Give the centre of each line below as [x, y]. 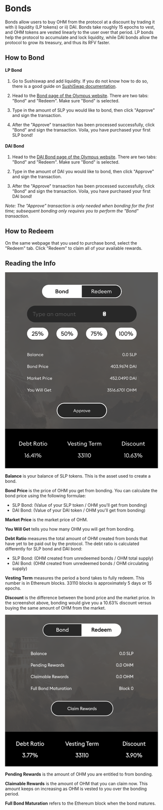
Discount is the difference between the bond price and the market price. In [80, 598]
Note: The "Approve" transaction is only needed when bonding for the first [80, 206]
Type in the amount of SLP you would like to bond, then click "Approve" [83, 110]
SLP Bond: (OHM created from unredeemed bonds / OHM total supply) [83, 558]
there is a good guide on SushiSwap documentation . [65, 86]
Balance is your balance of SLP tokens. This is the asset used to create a [78, 476]
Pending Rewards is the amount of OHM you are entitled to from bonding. [79, 774]
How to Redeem [29, 231]
